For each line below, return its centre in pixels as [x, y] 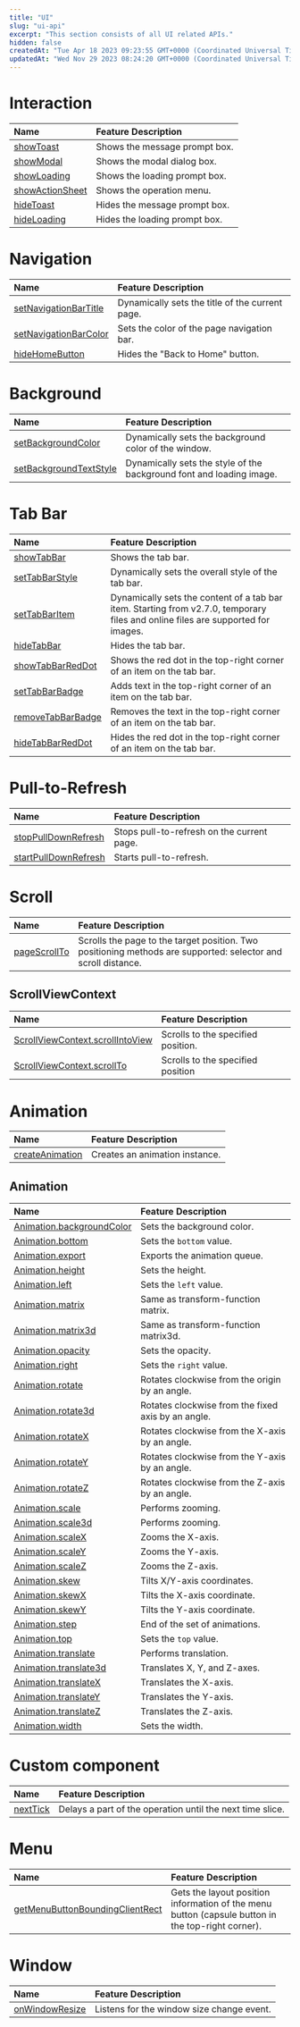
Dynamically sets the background [196, 437]
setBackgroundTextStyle [66, 468]
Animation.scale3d [53, 1523]
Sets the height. [173, 1270]
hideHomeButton [49, 354]
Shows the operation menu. [154, 190]
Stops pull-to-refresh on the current [191, 831]
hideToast [34, 205]
